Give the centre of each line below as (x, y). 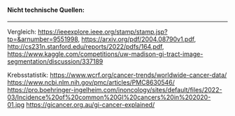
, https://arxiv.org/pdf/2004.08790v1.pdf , (137, 39)
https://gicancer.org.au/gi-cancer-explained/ (91, 105)
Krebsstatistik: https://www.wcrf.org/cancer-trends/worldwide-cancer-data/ (117, 75)
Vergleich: (22, 32)
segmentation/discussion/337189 (55, 61)
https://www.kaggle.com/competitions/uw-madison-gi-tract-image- (105, 54)
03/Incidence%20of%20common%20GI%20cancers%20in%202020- (109, 97)
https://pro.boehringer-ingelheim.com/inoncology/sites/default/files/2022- (115, 90)
